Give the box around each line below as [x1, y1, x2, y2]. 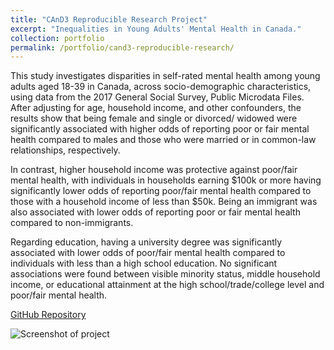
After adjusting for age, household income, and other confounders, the [10, 102, 302, 114]
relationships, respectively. [10, 144, 121, 156]
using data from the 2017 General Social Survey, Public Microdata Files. [10, 91, 305, 103]
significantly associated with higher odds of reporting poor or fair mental [10, 123, 310, 135]
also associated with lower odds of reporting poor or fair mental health [10, 206, 301, 218]
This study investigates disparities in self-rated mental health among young [10, 70, 321, 82]
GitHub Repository [10, 309, 87, 321]
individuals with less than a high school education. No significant [10, 257, 278, 270]
